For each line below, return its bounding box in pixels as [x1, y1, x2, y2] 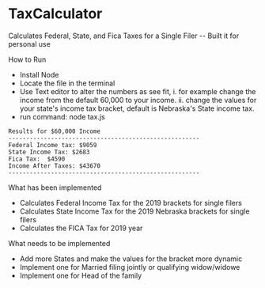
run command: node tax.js [19, 112, 105, 121]
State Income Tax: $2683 [8, 148, 90, 156]
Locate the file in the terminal [19, 78, 115, 88]
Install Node [19, 70, 59, 79]
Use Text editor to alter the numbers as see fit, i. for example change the [19, 86, 256, 96]
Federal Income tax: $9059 [8, 141, 97, 149]
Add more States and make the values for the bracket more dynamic [19, 254, 243, 263]
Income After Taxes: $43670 [8, 161, 101, 170]
